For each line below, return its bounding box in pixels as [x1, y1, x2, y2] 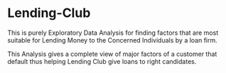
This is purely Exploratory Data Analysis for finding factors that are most [7, 28, 219, 37]
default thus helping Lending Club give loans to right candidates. [7, 57, 197, 65]
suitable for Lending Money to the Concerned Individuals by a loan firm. [7, 35, 218, 44]
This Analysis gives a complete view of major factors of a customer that [7, 50, 217, 58]
